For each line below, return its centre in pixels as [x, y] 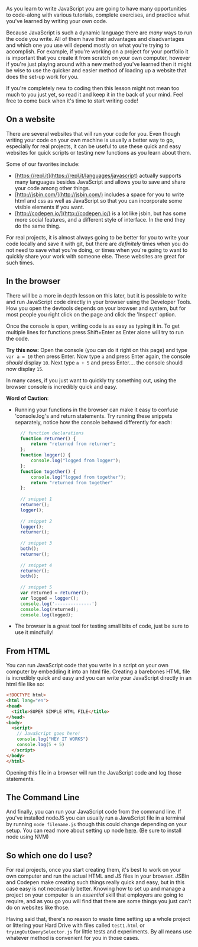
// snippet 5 [36, 587]
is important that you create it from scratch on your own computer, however [98, 58]
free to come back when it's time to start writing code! [72, 101]
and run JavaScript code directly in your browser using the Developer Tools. [99, 302]
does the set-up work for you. [42, 77]
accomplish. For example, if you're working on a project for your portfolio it [97, 52]
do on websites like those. [38, 908]
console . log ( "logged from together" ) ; [78, 477]
